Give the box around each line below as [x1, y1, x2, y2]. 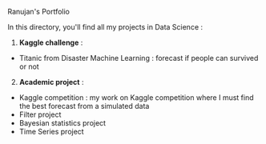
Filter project [18, 110, 62, 119]
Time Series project [18, 127, 85, 136]
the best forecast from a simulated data [18, 102, 150, 110]
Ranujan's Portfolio [7, 7, 70, 16]
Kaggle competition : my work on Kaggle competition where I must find [18, 93, 254, 102]
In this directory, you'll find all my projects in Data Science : [7, 22, 204, 31]
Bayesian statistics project [18, 118, 106, 127]
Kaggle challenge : [18, 38, 83, 47]
